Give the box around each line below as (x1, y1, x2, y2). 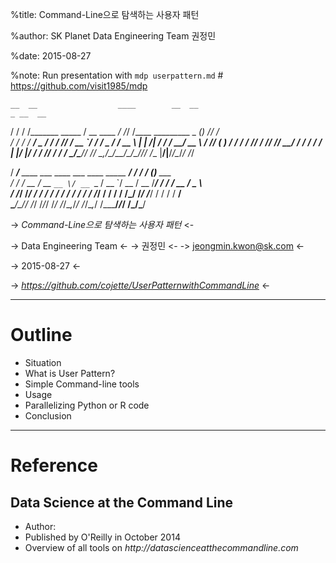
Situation (24, 356, 62, 368)
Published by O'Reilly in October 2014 (24, 531, 181, 543)
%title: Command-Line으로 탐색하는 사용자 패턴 (10, 9, 200, 20)
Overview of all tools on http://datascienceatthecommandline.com (24, 541, 299, 553)
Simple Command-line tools (24, 378, 140, 390)
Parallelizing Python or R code (24, 399, 150, 411)
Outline (10, 324, 73, 347)
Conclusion (24, 409, 72, 422)
